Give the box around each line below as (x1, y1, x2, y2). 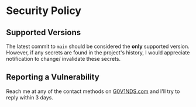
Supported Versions (6, 27, 81, 37)
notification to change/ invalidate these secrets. (6, 56, 121, 62)
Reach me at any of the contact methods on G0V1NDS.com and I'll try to (6, 88, 180, 95)
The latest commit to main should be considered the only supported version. (6, 43, 190, 50)
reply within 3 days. (6, 94, 54, 101)
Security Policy (6, 4, 82, 18)
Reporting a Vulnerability (6, 72, 99, 82)
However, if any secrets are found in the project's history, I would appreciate (6, 49, 190, 56)
